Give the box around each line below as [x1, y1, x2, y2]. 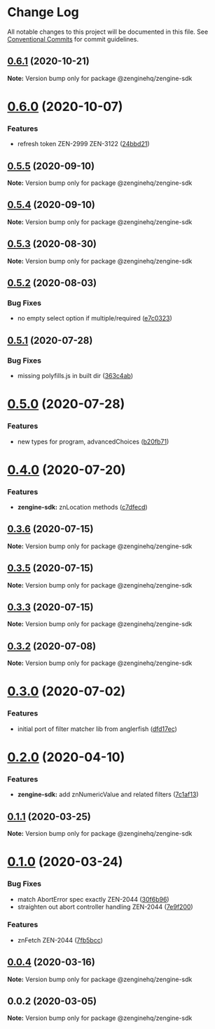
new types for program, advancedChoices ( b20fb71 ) [17, 437, 169, 446]
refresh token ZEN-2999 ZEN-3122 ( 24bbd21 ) [17, 140, 150, 148]
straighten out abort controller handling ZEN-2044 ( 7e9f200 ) [17, 902, 194, 911]
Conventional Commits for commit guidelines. [7, 34, 139, 43]
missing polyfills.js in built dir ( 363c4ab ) [17, 372, 134, 380]
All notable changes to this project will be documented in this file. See [7, 27, 209, 36]
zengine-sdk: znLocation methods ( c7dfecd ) [17, 503, 148, 512]
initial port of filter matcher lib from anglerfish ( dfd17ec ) [17, 725, 177, 733]
